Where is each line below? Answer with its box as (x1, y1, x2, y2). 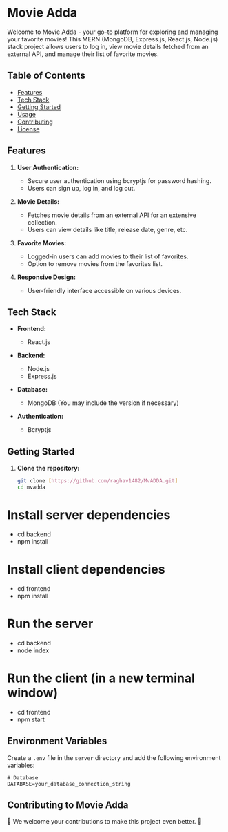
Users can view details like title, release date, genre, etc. (27, 225, 188, 234)
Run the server (7, 616, 94, 632)
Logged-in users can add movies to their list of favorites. (27, 252, 189, 261)
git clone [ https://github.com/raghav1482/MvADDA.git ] (17, 478, 178, 484)
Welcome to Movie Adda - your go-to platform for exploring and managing (7, 28, 218, 36)
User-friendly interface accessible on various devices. (27, 286, 182, 294)
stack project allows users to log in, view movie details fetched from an (7, 42, 209, 50)
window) (7, 685, 59, 701)
